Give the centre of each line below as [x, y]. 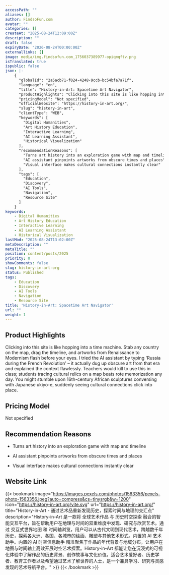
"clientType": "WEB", [41, 113]
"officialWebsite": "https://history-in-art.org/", [74, 104]
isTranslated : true [26, 62]
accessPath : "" [21, 10]
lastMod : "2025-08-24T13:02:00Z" [40, 240]
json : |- [14, 71]
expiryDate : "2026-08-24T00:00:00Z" [44, 47]
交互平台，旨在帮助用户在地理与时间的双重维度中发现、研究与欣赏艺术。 [84, 523]
